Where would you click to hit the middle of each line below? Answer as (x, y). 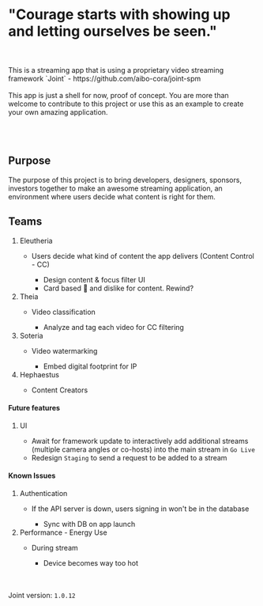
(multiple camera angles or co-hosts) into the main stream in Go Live (143, 449)
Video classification (64, 312)
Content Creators (60, 390)
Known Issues (32, 475)
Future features (34, 408)
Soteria (31, 335)
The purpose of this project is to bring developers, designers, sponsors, (125, 180)
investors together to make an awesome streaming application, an (115, 188)
